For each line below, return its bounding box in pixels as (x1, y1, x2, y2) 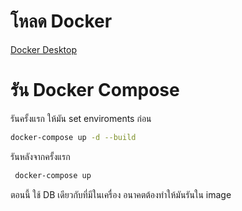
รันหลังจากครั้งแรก (10, 150, 71, 162)
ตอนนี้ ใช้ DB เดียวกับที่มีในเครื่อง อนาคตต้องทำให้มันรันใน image (10, 188, 232, 200)
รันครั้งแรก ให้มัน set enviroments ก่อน (10, 112, 152, 124)
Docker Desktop (10, 43, 77, 55)
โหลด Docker (10, 10, 113, 33)
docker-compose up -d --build (10, 132, 137, 142)
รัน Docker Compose (10, 79, 180, 102)
